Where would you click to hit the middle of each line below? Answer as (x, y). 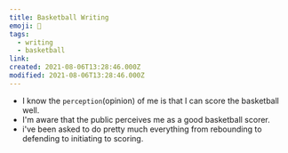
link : (19, 59)
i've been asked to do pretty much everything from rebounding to (142, 129)
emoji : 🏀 (25, 26)
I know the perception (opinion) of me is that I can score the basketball (151, 101)
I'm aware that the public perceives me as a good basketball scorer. (146, 119)
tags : (19, 34)
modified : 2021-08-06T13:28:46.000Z (77, 76)
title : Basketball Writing (59, 17)
